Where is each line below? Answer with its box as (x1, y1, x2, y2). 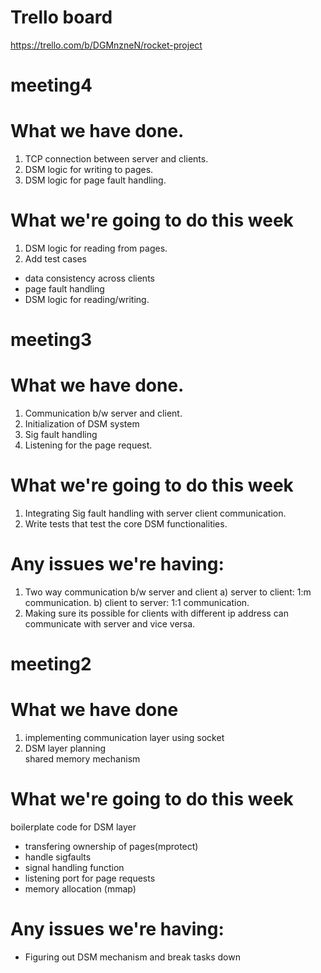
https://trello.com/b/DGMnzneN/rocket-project (10, 39, 203, 51)
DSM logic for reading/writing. (24, 294, 150, 305)
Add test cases (24, 253, 87, 265)
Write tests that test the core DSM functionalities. (24, 518, 228, 530)
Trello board (10, 6, 113, 29)
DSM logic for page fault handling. (24, 174, 167, 186)
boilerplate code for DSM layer (10, 821, 137, 833)
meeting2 (10, 653, 92, 676)
